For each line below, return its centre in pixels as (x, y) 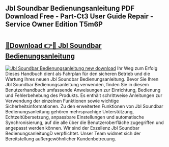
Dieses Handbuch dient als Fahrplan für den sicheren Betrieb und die (78, 74)
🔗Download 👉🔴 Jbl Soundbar (53, 45)
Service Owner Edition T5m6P (54, 24)
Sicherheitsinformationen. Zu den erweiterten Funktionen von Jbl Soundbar (84, 106)
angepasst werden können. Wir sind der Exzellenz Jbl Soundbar (73, 128)
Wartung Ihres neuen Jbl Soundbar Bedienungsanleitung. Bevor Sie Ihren (82, 79)
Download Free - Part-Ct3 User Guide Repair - (79, 17)
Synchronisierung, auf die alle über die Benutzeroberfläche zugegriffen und (84, 122)
